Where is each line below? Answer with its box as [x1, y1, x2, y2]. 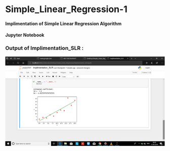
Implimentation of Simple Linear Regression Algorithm [5, 20, 122, 26]
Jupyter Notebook [5, 32, 45, 38]
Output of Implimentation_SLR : [5, 44, 84, 52]
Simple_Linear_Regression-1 [5, 4, 127, 15]
